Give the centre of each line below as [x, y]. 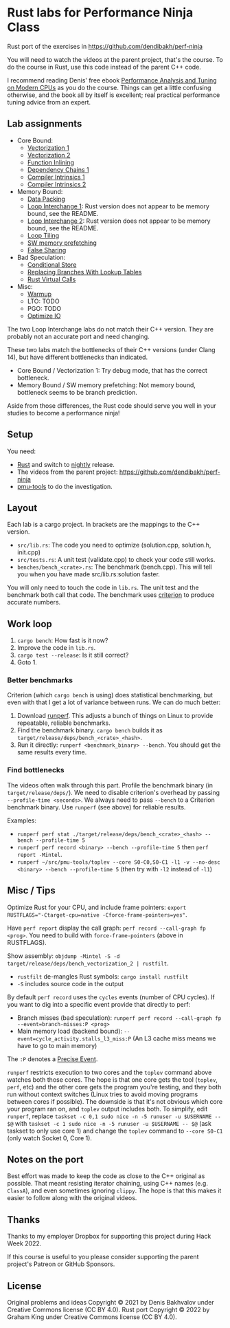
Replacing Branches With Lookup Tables [84, 272]
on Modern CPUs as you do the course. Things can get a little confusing [109, 87]
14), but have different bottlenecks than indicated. [78, 357]
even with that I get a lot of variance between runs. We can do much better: [114, 702]
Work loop [30, 624]
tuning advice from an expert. [49, 102]
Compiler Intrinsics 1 [56, 177]
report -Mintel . [40, 854]
